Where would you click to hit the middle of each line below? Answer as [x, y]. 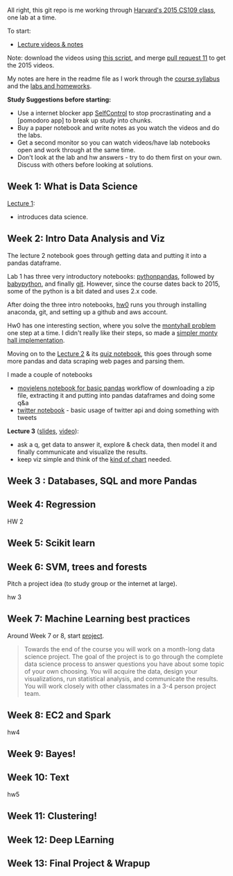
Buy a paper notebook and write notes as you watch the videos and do [118, 128]
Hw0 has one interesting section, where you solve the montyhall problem [112, 325]
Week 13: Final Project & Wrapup [79, 864]
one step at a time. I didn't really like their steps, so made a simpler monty [113, 332]
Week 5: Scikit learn [51, 543]
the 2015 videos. [31, 65]
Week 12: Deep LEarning [61, 839]
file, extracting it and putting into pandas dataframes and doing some [116, 395]
